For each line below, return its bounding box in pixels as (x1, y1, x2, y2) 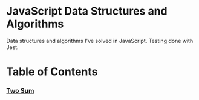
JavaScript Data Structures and (6, 4, 168, 18)
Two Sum (6, 87, 34, 95)
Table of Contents (6, 65, 98, 79)
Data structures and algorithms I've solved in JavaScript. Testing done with (6, 37, 194, 44)
